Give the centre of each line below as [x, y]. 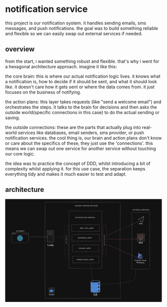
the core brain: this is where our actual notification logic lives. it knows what [83, 76]
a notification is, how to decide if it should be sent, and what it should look [81, 81]
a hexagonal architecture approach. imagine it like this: [61, 66]
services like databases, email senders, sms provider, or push [81, 133]
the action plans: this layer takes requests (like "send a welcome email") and [83, 102]
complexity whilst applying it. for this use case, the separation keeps [75, 168]
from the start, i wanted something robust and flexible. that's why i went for [82, 61]
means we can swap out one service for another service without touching [81, 149]
